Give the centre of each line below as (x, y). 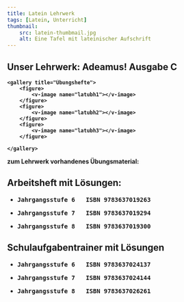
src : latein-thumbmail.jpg (58, 33)
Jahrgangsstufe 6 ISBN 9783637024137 (84, 264)
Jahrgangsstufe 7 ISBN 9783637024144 (84, 278)
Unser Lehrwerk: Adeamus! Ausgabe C (92, 67)
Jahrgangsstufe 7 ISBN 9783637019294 (84, 213)
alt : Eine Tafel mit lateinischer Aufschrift (86, 39)
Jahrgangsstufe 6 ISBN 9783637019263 (84, 199)
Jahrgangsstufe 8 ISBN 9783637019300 (84, 226)
